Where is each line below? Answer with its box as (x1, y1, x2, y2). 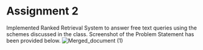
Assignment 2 (6, 4, 79, 18)
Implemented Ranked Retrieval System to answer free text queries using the (6, 24, 197, 31)
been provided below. (6, 37, 61, 44)
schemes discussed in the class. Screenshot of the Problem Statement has (6, 30, 194, 37)
